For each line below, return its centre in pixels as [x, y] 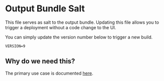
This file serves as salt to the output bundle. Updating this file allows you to [82, 22]
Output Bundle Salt [45, 9]
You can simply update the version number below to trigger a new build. [79, 37]
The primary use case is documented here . [49, 73]
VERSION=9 [15, 46]
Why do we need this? [40, 61]
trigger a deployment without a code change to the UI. [61, 27]
